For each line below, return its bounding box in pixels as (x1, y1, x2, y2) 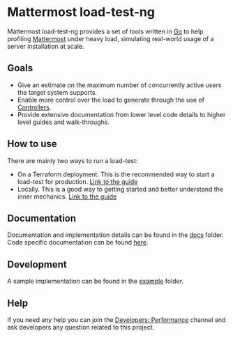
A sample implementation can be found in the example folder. (7, 277, 183, 286)
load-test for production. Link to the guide (17, 177, 138, 185)
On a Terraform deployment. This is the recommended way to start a (17, 170, 215, 178)
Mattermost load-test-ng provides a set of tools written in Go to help (7, 27, 204, 36)
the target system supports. (17, 88, 98, 96)
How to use (7, 138, 57, 150)
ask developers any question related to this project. (7, 323, 155, 331)
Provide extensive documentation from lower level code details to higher (17, 110, 226, 118)
